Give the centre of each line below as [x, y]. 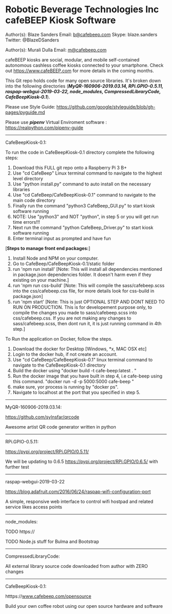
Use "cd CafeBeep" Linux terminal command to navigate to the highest [87, 173]
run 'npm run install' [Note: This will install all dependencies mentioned [87, 269]
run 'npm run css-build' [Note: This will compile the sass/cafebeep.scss [89, 285]
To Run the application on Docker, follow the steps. [59, 338]
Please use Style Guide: [30, 107]
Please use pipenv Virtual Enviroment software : [56, 122]
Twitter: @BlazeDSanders [32, 40]
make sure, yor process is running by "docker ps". [66, 387]
